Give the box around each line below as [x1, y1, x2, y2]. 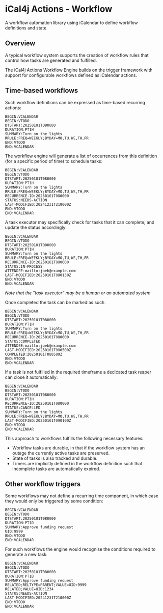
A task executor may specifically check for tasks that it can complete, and [5, 219, 155, 225]
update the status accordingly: [5, 224, 67, 230]
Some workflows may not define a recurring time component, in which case [5, 493, 159, 499]
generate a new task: [5, 552, 48, 557]
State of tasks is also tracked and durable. [12, 455, 98, 461]
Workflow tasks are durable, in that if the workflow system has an [12, 445, 145, 450]
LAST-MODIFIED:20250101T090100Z [5, 418, 71, 423]
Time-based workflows [5, 86, 79, 95]
